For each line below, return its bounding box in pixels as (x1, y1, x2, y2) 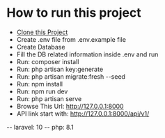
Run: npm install (16, 79, 63, 88)
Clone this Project (16, 28, 68, 36)
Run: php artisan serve (16, 94, 82, 102)
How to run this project (6, 5, 142, 21)
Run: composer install (16, 57, 79, 66)
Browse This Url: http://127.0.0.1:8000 (16, 102, 124, 110)
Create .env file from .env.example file (16, 35, 127, 43)
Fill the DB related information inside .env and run (16, 50, 159, 59)
